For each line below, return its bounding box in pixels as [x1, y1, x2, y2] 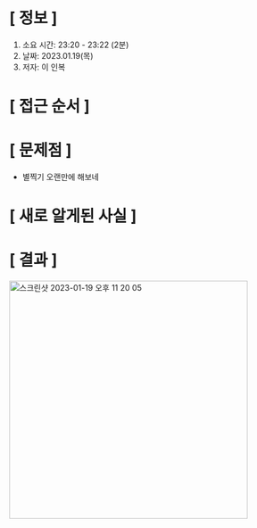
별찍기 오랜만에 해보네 [21, 171, 100, 183]
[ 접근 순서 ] [9, 96, 91, 117]
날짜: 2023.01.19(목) [21, 50, 94, 61]
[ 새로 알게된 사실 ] [9, 206, 137, 227]
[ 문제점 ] [9, 140, 72, 161]
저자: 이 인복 [21, 62, 66, 72]
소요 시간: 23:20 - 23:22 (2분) [21, 39, 129, 50]
